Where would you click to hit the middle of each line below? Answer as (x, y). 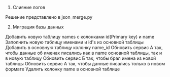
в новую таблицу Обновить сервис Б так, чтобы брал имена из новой (81, 58)
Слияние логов (29, 7)
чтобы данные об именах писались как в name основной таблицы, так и (84, 53)
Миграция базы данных (38, 27)
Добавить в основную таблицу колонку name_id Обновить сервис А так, (84, 47)
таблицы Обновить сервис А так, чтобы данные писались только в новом (85, 64)
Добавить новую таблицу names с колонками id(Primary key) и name (80, 37)
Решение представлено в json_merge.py (49, 17)
